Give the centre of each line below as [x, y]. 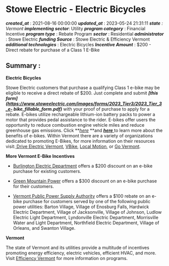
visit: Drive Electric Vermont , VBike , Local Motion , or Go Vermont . [73, 146]
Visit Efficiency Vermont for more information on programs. [67, 258]
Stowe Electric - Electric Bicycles [76, 9]
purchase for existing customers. [47, 171]
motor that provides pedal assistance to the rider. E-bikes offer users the [81, 120]
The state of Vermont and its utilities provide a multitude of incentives [77, 247]
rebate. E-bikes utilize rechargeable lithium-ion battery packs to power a [80, 114]
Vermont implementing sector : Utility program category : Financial [76, 28]
